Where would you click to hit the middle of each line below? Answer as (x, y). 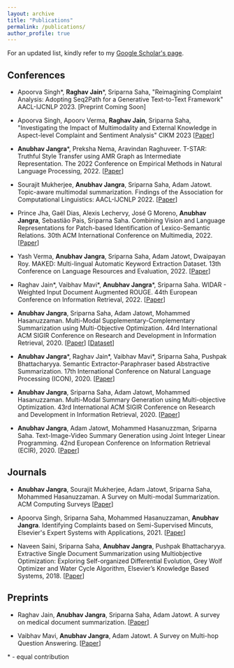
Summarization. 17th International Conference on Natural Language (114, 371)
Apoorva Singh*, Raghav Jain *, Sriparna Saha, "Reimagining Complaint (119, 92)
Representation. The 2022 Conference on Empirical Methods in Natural (119, 164)
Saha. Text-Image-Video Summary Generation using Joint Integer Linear (121, 436)
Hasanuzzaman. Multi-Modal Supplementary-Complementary (106, 321)
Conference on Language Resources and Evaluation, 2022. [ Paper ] (114, 271)
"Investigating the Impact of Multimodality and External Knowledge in (117, 128)
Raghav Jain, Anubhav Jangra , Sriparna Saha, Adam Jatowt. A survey (118, 614)
